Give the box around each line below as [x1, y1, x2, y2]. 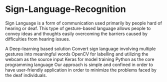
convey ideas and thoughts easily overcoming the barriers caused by [5, 30, 148, 36]
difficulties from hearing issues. [5, 36, 70, 42]
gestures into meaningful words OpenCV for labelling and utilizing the [5, 51, 148, 57]
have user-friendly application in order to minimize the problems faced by [5, 66, 156, 73]
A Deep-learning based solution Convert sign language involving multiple [5, 45, 156, 51]
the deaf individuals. [5, 72, 47, 78]
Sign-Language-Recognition [5, 3, 126, 15]
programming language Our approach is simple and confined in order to [5, 61, 153, 67]
